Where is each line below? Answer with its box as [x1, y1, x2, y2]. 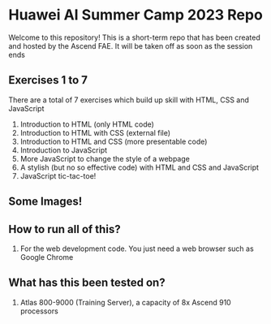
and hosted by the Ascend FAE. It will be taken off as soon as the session [8, 41, 253, 50]
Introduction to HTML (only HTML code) [19, 119, 154, 129]
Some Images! [8, 195, 83, 209]
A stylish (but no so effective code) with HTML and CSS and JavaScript [19, 162, 260, 172]
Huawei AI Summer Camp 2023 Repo [8, 6, 264, 24]
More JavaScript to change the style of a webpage [19, 153, 191, 163]
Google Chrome [19, 252, 74, 261]
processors [19, 306, 58, 316]
